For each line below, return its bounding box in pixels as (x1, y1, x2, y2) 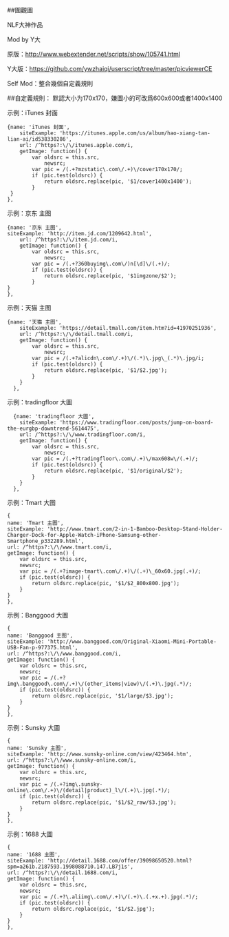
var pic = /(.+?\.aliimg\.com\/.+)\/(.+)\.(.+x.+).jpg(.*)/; (19, 894, 198, 900)
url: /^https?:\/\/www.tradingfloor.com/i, (19, 431, 146, 438)
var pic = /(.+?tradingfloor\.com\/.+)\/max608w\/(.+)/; (32, 455, 198, 462)
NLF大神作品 (7, 21, 43, 29)
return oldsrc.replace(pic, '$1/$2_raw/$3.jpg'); (32, 799, 177, 806)
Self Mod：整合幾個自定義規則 (7, 79, 94, 88)
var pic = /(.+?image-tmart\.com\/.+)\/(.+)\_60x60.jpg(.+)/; (19, 568, 201, 575)
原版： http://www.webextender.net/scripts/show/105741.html (7, 50, 181, 58)
